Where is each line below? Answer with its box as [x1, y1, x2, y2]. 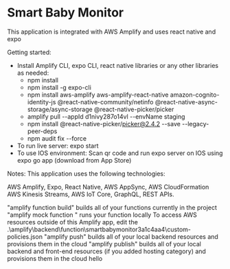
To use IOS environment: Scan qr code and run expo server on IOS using [16, 149, 223, 157]
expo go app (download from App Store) [16, 156, 132, 164]
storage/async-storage [27, 105, 93, 113]
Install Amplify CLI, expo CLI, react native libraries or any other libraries [16, 61, 218, 69]
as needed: [16, 69, 49, 77]
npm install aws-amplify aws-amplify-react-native [27, 91, 169, 99]
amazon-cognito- [170, 91, 220, 99]
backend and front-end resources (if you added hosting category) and [7, 247, 206, 255]
